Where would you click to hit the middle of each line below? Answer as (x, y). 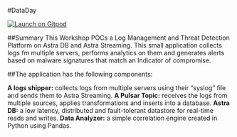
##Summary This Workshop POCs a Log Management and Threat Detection (118, 38)
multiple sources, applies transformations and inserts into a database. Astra (118, 103)
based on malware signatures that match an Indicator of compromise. (109, 60)
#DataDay (22, 10)
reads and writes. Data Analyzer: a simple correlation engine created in (112, 118)
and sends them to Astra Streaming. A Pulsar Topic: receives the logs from (117, 95)
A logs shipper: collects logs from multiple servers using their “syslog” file (117, 88)
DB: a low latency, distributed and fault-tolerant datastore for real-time (111, 110)
